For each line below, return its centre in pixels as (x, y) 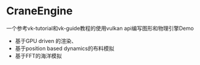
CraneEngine (39, 11)
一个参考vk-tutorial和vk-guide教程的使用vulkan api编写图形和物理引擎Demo (100, 28)
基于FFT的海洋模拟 (38, 55)
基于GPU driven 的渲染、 (46, 41)
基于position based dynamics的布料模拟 (64, 48)
